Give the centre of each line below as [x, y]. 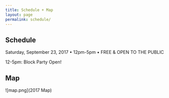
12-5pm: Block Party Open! [33, 62]
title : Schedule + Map [29, 10]
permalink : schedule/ [28, 19]
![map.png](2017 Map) [29, 90]
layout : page [19, 15]
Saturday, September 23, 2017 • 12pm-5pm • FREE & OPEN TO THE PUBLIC [84, 52]
